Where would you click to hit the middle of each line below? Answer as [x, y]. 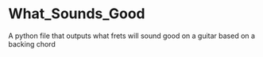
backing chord [32, 44]
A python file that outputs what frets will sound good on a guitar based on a [132, 36]
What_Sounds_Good [77, 14]
